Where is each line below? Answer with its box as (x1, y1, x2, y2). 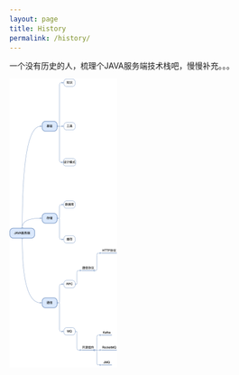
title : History (9, 23, 67, 33)
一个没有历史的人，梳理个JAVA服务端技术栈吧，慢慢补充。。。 (9, 60, 234, 71)
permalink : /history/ (9, 33, 91, 42)
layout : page (9, 14, 59, 23)
